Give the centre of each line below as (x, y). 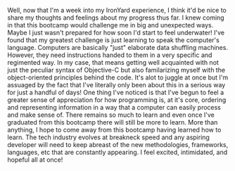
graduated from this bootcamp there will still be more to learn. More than (113, 122)
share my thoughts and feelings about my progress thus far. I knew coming (116, 18)
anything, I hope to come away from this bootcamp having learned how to (114, 130)
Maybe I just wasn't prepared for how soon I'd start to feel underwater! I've (116, 32)
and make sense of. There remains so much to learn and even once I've (111, 115)
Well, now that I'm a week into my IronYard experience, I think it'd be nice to (117, 10)
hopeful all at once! (35, 160)
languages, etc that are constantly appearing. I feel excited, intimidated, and (118, 152)
